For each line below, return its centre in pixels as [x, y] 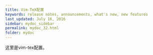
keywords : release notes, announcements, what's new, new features [77, 14]
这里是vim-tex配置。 [26, 47]
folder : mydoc [20, 33]
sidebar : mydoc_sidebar [30, 24]
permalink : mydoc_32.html [32, 28]
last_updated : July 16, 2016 [35, 19]
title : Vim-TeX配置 [25, 10]
